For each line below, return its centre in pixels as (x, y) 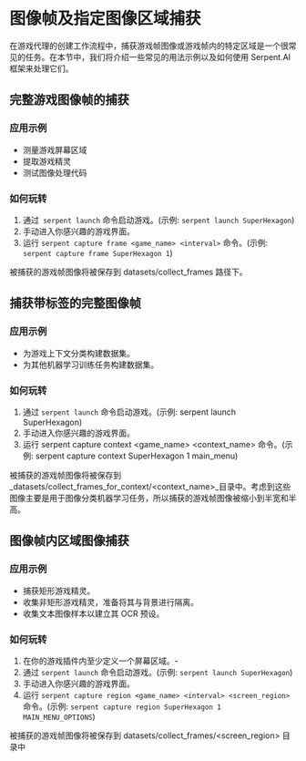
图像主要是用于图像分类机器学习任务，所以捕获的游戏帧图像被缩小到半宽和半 (153, 498)
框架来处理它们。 (41, 68)
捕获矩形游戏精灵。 (59, 591)
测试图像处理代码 (55, 172)
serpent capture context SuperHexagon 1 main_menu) (137, 456)
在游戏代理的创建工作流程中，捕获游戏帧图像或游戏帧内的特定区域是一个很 (149, 46)
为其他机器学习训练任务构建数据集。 (91, 365)
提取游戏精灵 (46, 161)
